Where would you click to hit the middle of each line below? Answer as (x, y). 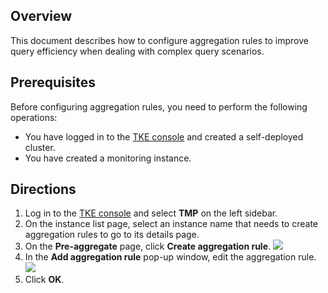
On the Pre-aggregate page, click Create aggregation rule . (148, 246)
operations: (34, 117)
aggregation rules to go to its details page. (112, 235)
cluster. (40, 147)
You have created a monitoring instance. (108, 158)
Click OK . (44, 280)
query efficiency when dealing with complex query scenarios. (137, 51)
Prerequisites (53, 82)
